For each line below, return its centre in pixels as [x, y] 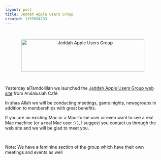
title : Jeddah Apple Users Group [39, 14]
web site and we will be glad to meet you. [47, 128]
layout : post [18, 10]
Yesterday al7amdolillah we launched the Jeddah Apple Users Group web [80, 88]
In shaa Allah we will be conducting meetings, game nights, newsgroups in [81, 103]
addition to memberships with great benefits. [50, 108]
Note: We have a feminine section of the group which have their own [75, 147]
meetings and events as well [34, 152]
